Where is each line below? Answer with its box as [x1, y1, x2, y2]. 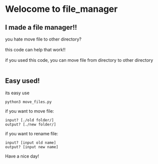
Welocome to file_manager [5, 3, 118, 15]
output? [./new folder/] [5, 122, 56, 127]
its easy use [5, 90, 30, 96]
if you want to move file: [5, 108, 54, 114]
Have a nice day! [5, 153, 39, 159]
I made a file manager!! [5, 23, 78, 32]
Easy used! [5, 77, 40, 85]
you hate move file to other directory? [5, 36, 81, 42]
